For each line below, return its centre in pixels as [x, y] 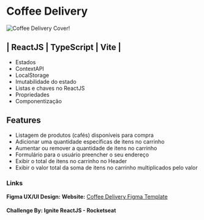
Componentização [39, 101]
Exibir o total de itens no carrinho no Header [71, 161]
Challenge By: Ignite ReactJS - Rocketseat [61, 211]
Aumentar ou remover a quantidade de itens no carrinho [86, 148]
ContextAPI [29, 68]
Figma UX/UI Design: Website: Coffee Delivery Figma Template [87, 196]
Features [24, 120]
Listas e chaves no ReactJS [50, 88]
